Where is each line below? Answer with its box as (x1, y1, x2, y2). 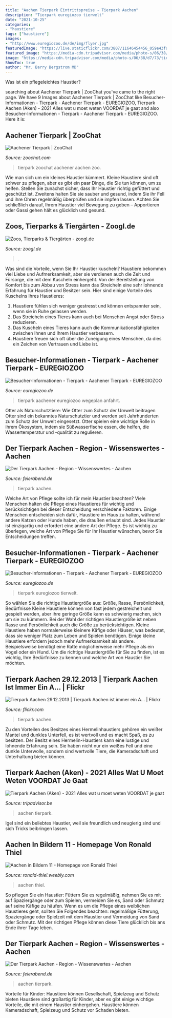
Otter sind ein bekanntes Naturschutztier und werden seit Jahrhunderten (5, 413, 159, 419)
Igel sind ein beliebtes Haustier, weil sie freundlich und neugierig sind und (5, 820, 161, 826)
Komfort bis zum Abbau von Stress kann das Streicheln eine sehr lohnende (5, 282, 164, 288)
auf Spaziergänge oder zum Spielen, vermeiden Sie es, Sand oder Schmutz (5, 897, 165, 904)
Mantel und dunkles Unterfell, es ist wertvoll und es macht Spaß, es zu (5, 732, 155, 738)
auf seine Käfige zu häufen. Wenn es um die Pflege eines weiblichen (5, 902, 150, 909)
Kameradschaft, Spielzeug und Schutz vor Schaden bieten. (5, 1007, 130, 1013)
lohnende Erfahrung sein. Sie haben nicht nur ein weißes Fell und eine (5, 743, 153, 748)
